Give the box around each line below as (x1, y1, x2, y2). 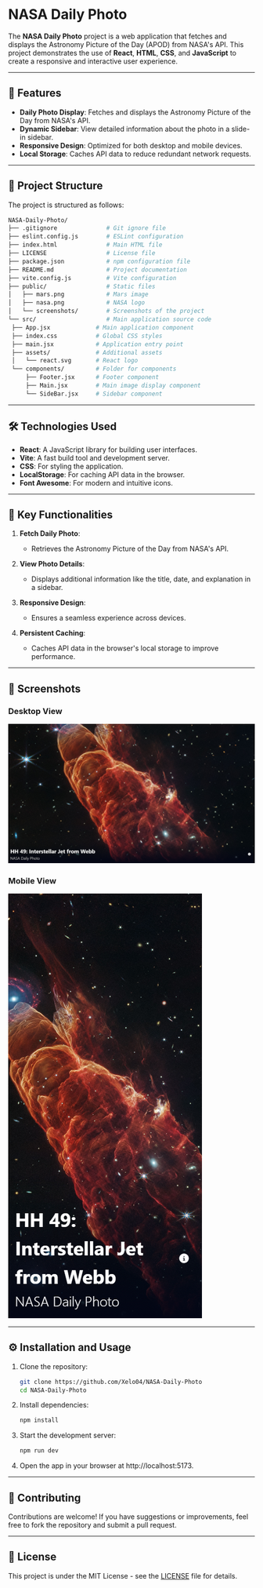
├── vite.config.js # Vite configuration (8, 274, 177, 282)
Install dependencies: (19, 1400, 89, 1410)
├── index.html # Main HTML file (8, 241, 163, 249)
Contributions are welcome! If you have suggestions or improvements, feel (8, 1512, 249, 1521)
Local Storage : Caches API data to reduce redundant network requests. (19, 149, 252, 158)
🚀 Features (8, 86, 62, 100)
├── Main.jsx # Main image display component (25, 382, 201, 390)
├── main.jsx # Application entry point (11, 340, 184, 348)
